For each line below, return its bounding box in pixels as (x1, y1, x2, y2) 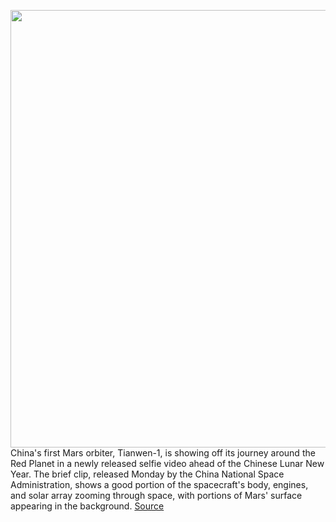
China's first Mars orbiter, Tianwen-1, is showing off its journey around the (10, 447, 316, 459)
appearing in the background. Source (10, 500, 165, 512)
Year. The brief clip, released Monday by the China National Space (10, 468, 285, 480)
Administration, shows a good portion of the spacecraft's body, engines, (10, 479, 309, 490)
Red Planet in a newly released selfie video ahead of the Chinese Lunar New (10, 458, 325, 469)
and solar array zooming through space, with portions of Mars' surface (10, 490, 303, 501)
